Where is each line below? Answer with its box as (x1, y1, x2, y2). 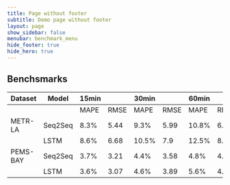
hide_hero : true (7, 48, 53, 55)
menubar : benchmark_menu (7, 35, 78, 42)
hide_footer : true (7, 42, 60, 48)
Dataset (10, 94, 37, 103)
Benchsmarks (7, 73, 68, 85)
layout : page (7, 23, 44, 29)
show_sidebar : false (7, 29, 66, 36)
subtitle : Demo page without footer (7, 16, 112, 23)
